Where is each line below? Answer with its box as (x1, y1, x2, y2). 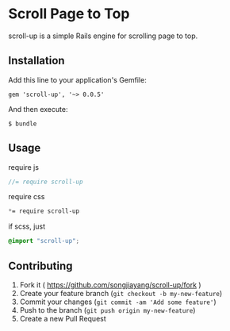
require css (8, 192, 45, 202)
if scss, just (8, 221, 46, 231)
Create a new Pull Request (19, 314, 107, 323)
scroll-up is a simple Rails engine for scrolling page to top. (8, 31, 198, 40)
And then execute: (8, 104, 68, 114)
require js (8, 162, 40, 171)
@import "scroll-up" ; (8, 237, 80, 245)
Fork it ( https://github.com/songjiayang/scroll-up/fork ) (19, 280, 201, 290)
